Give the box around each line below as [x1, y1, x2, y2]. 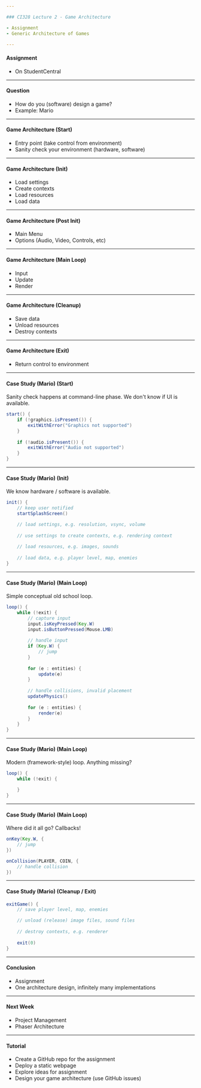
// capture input [28, 615, 71, 621]
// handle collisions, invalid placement [28, 688, 133, 694]
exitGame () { [6, 901, 39, 907]
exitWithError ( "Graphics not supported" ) [28, 422, 133, 428]
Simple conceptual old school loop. [6, 593, 93, 600]
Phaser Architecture [14, 1023, 65, 1030]
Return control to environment [14, 361, 89, 367]
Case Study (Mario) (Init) [6, 474, 69, 482]
